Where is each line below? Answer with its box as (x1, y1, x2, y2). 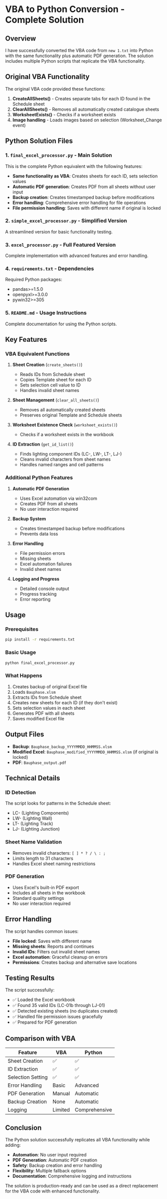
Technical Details (5, 773, 60, 782)
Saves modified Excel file (12, 715, 64, 721)
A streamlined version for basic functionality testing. (5, 229, 113, 235)
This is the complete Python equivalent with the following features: (5, 163, 142, 169)
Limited (52, 1106, 70, 1113)
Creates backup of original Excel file (12, 683, 87, 690)
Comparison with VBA (5, 1034, 76, 1043)
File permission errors (19, 550, 65, 556)
